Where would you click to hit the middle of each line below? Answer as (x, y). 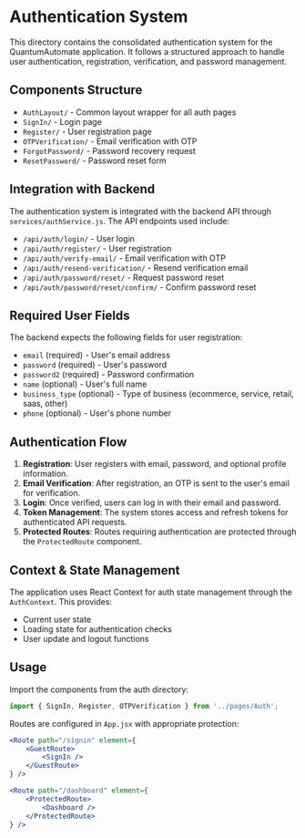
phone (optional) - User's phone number (97, 413)
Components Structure (76, 90)
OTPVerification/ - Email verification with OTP (110, 141)
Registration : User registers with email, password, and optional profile (154, 464)
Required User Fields (70, 315)
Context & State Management (95, 570)
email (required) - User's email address (97, 355)
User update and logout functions (86, 639)
